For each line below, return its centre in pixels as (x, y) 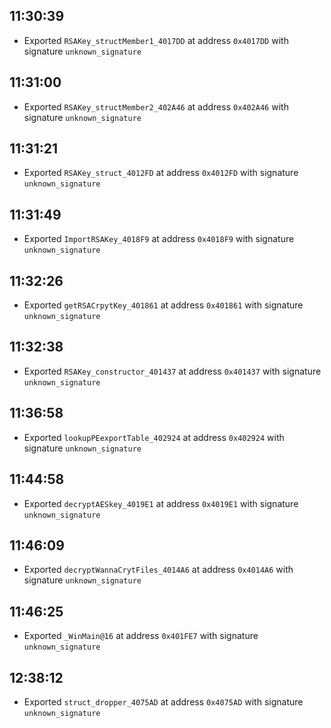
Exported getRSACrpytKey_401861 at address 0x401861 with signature (163, 305)
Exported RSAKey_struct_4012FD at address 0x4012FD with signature (161, 173)
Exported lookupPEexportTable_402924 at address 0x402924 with (154, 437)
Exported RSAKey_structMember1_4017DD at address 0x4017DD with (156, 40)
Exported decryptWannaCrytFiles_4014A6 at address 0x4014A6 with (158, 570)
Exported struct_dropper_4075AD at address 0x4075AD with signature (163, 701)
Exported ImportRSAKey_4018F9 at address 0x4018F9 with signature (159, 239)
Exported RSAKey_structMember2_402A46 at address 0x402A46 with (156, 106)
